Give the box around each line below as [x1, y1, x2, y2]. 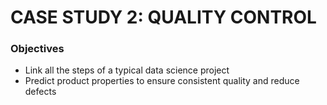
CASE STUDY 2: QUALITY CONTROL [10, 6, 317, 29]
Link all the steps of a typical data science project [24, 64, 230, 76]
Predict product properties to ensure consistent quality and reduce [24, 75, 300, 87]
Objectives [10, 42, 65, 56]
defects [24, 86, 57, 98]
